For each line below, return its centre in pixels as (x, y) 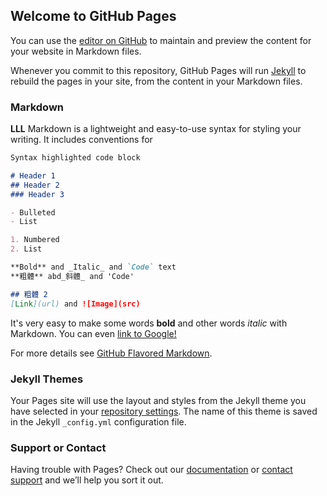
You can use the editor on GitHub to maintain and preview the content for (161, 40)
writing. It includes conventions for (81, 140)
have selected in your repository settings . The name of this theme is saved (164, 411)
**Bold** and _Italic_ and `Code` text (93, 267)
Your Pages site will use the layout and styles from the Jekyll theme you (158, 400)
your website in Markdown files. (76, 51)
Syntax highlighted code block (75, 158)
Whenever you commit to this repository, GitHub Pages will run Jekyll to (158, 70)
